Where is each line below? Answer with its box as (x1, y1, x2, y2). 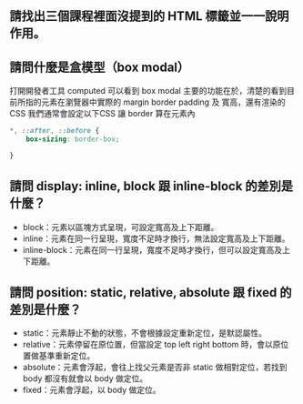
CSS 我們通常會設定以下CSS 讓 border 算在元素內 (9, 108, 196, 119)
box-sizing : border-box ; (25, 135, 120, 144)
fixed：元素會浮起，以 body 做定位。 (22, 385, 161, 396)
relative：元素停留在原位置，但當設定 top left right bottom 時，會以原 (22, 339, 281, 350)
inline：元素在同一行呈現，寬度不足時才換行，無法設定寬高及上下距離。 (22, 233, 290, 244)
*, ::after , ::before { (9, 126, 100, 136)
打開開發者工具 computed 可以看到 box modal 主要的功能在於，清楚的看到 (9, 86, 288, 96)
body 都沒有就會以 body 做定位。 (22, 373, 148, 384)
